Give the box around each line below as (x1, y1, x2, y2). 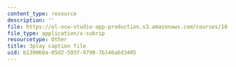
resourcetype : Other (7, 36, 68, 43)
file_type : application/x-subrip (7, 29, 105, 37)
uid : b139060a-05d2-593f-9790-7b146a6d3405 (7, 50, 137, 57)
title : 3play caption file (7, 43, 86, 50)
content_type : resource (7, 10, 77, 17)
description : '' (7, 17, 55, 24)
